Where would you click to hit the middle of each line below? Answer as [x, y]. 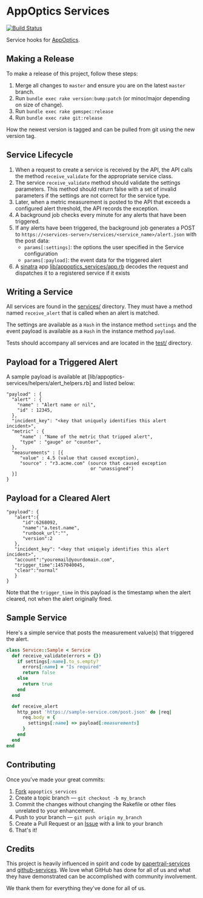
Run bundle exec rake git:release [59, 117]
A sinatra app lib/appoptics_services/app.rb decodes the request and [101, 266]
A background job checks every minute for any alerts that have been [101, 214]
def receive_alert [35, 706]
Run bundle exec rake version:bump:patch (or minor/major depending [102, 98]
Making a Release [40, 59]
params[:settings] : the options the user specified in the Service [104, 247]
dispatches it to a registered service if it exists [72, 273]
